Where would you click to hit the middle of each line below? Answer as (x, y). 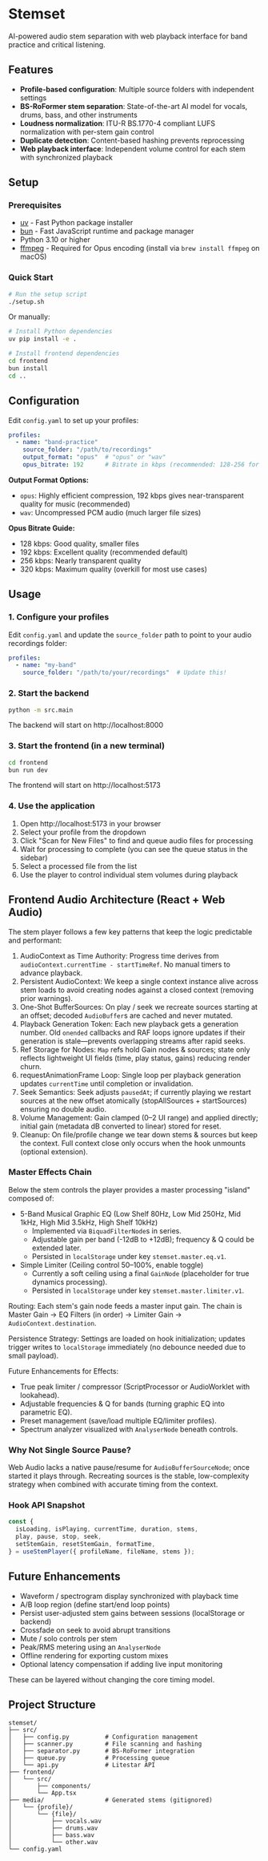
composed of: (31, 1198)
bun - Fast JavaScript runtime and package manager (107, 231)
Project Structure (52, 1705)
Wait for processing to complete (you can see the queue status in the (134, 849)
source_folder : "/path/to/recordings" (87, 450)
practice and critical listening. (57, 44)
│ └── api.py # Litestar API (82, 1765)
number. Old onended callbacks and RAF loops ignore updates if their (132, 1032)
